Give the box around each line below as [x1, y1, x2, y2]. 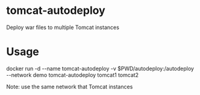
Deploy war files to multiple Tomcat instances [6, 24, 119, 31]
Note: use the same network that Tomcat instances [6, 83, 133, 90]
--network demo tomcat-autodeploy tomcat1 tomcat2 [6, 71, 139, 79]
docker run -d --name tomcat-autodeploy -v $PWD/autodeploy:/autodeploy [6, 65, 195, 72]
